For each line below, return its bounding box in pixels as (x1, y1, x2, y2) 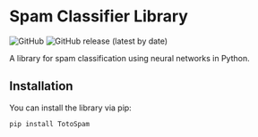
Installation (9, 78, 73, 94)
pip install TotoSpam (9, 119, 90, 128)
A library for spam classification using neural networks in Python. (9, 52, 250, 63)
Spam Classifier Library (9, 6, 188, 27)
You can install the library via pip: (9, 102, 132, 113)
